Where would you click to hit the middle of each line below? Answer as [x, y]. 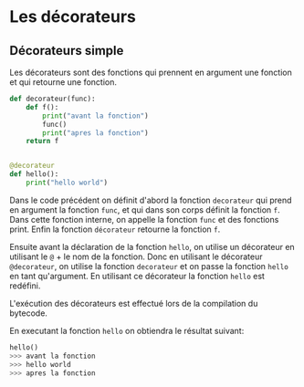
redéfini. [25, 286]
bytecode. [29, 313]
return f [42, 141]
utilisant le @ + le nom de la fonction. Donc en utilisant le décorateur [136, 256]
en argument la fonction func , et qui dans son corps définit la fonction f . [145, 209]
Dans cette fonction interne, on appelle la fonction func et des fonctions [144, 219]
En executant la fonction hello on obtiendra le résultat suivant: [127, 330]
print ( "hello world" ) [67, 183]
